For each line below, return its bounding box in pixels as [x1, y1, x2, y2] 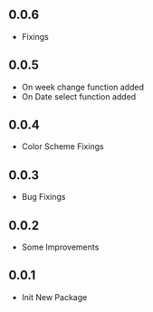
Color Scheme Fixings [21, 141, 105, 152]
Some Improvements [21, 241, 100, 252]
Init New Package [21, 291, 88, 302]
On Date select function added [21, 90, 137, 102]
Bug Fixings [21, 192, 66, 203]
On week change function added [21, 81, 144, 92]
